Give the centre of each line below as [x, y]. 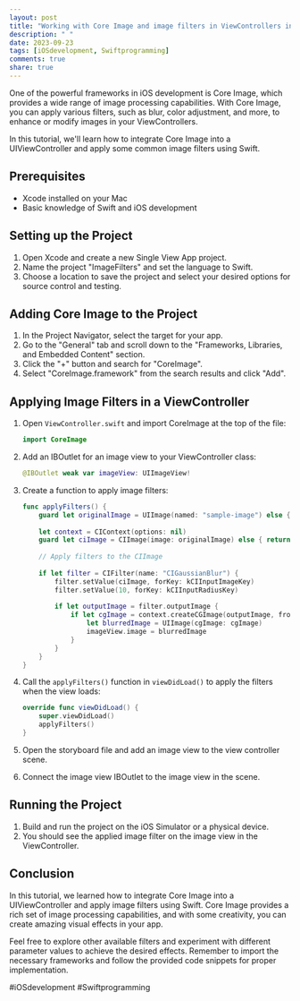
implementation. [39, 970]
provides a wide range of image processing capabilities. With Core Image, [145, 102]
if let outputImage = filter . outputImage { [137, 607]
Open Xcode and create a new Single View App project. [125, 257]
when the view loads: [61, 691]
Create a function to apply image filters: [95, 490]
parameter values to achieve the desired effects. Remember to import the [144, 951]
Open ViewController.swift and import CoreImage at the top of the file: [154, 423]
